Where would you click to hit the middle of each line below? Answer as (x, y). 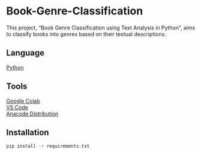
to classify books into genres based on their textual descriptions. (86, 34)
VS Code (17, 107)
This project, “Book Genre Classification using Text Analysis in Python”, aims (101, 28)
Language (25, 53)
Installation (28, 132)
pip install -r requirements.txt (48, 146)
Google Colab (23, 101)
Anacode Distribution (32, 114)
